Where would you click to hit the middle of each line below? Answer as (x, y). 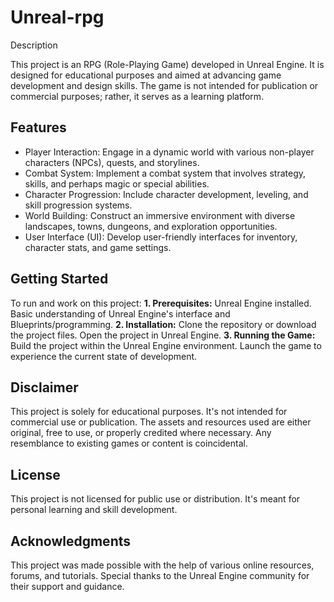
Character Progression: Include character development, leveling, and (166, 194)
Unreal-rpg (57, 17)
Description (34, 45)
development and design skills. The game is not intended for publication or (164, 85)
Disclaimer (44, 387)
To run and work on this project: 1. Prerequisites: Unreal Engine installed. (161, 303)
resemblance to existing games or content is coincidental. (129, 443)
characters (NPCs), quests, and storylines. (112, 162)
